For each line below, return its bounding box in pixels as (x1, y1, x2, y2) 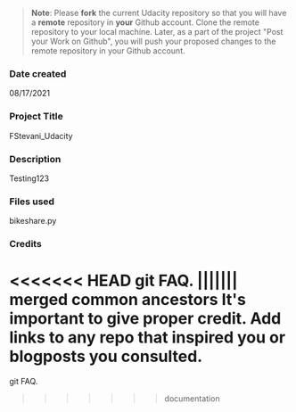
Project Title (9, 111, 64, 123)
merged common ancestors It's (9, 290, 247, 310)
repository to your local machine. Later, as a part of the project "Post (30, 27, 284, 37)
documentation (164, 393, 220, 404)
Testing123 (9, 173, 50, 184)
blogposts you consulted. (9, 347, 203, 367)
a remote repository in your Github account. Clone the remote (30, 17, 260, 28)
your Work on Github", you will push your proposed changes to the (30, 36, 276, 46)
